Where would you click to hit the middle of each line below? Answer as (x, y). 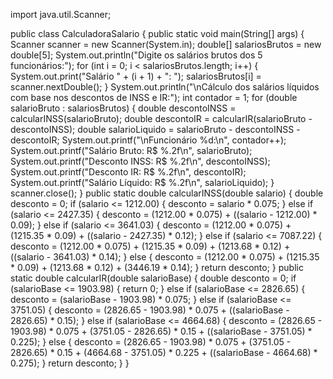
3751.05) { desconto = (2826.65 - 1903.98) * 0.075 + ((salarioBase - (150, 310)
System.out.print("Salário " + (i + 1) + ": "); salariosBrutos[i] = (136, 76)
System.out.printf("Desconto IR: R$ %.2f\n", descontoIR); (128, 172)
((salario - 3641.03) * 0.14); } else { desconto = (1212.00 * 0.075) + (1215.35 (165, 257)
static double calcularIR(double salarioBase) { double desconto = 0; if (153, 278)
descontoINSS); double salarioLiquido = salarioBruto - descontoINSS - (155, 129)
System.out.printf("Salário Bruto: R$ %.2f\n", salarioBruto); (131, 150)
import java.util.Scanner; (61, 14)
